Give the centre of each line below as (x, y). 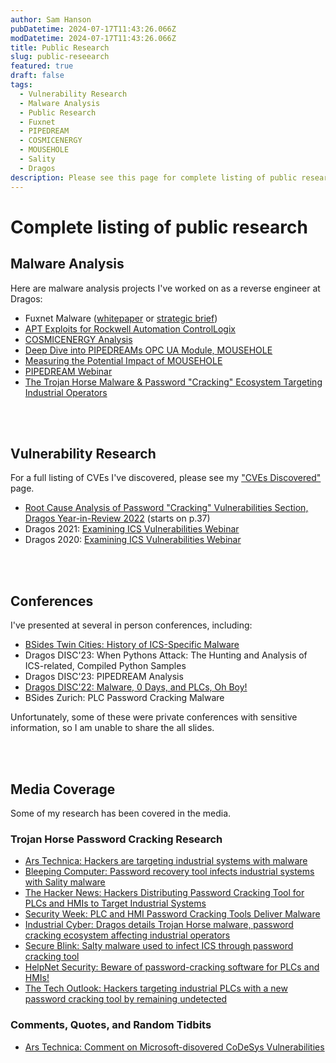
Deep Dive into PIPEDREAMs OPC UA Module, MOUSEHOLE (148, 350)
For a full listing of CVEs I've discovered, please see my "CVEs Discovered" (166, 478)
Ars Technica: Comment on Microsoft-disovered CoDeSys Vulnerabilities (174, 1047)
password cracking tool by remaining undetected (126, 999)
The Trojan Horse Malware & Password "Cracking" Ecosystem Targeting (173, 382)
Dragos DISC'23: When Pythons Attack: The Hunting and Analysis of (166, 655)
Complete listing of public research (159, 227)
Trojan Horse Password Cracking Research (116, 839)
